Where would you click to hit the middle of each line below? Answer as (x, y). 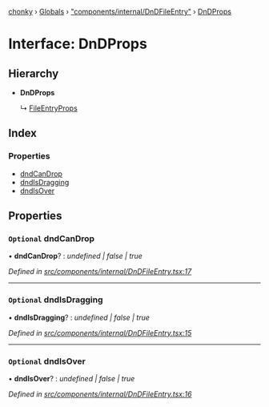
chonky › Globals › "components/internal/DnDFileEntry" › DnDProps (120, 12)
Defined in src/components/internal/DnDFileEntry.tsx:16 (100, 394)
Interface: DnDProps (78, 44)
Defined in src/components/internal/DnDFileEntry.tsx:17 (100, 272)
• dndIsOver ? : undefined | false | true (72, 378)
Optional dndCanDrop (51, 238)
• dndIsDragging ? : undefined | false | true (79, 317)
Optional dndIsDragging (56, 300)
